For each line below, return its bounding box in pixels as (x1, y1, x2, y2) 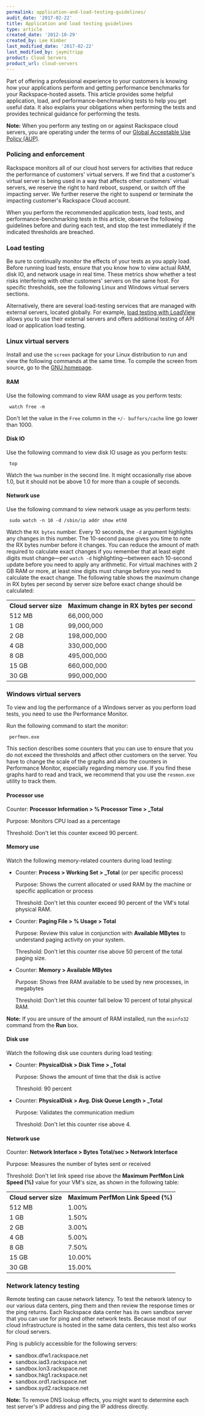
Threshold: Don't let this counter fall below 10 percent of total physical (15, 996, 193, 1004)
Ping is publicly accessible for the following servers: (6, 1340, 138, 1347)
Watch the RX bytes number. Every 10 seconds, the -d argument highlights (6, 528, 193, 535)
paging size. (15, 954, 47, 961)
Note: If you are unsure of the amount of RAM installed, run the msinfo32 (6, 1015, 189, 1022)
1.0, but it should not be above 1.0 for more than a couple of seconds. (6, 477, 181, 485)
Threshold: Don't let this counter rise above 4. (15, 1121, 132, 1128)
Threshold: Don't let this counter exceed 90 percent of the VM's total (15, 899, 190, 906)
